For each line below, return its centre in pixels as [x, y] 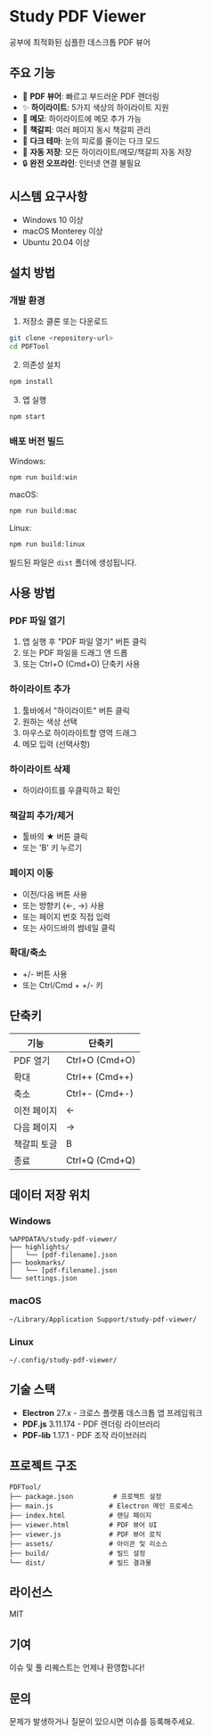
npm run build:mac [43, 511]
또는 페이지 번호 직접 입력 [66, 916]
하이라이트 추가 [40, 690]
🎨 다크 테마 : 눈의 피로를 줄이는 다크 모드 [91, 141]
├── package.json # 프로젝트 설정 [86, 1496]
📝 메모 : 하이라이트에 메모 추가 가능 [82, 119]
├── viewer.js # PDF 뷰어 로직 [86, 1534]
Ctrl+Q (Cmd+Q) [101, 1160]
